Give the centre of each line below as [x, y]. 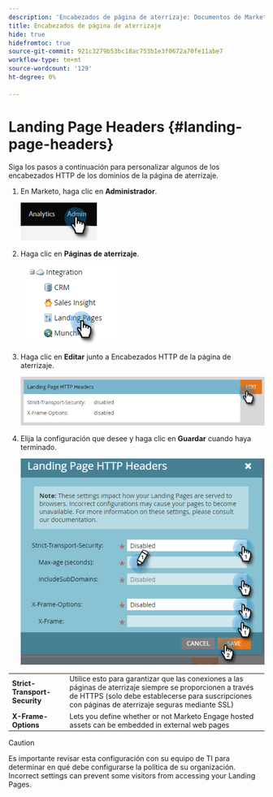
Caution [22, 743]
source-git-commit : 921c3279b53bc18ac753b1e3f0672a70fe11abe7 [116, 52]
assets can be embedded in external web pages [149, 725]
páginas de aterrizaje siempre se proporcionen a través [162, 687]
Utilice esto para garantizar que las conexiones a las [156, 679]
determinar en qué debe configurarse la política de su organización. [122, 767]
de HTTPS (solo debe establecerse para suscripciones [161, 696]
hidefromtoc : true [39, 43]
